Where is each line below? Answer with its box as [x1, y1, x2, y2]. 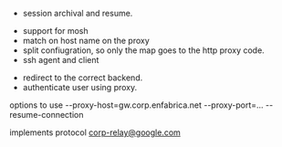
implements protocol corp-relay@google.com [9, 127, 181, 138]
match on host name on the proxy [22, 36, 151, 46]
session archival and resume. [22, 8, 133, 18]
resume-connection [9, 110, 84, 120]
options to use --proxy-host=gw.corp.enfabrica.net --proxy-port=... [9, 100, 264, 110]
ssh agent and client [22, 55, 99, 65]
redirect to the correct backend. [22, 72, 143, 83]
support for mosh [22, 26, 89, 36]
